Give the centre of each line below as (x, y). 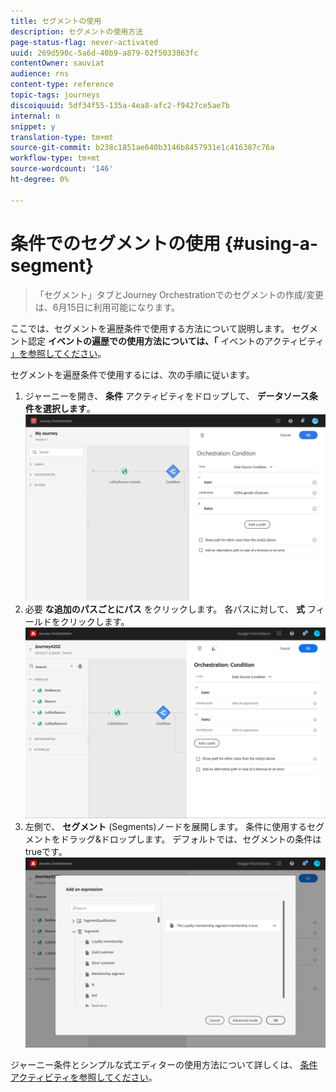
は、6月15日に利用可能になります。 (107, 307)
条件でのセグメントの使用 (116, 243)
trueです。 (46, 851)
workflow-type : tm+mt (55, 158)
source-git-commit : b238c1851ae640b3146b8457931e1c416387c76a (142, 148)
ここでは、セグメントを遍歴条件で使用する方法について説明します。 (150, 328)
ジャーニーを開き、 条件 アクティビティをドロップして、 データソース (167, 396)
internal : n (35, 116)
